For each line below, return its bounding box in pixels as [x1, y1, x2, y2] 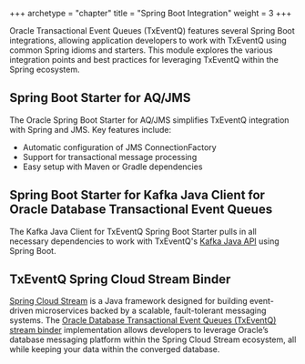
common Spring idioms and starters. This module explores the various [9, 45, 273, 56]
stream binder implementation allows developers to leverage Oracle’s [9, 325, 269, 336]
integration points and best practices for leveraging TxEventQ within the [9, 55, 280, 65]
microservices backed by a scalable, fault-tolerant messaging [35, 305, 267, 317]
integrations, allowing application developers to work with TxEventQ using [9, 35, 287, 45]
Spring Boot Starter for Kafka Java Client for [9, 187, 266, 203]
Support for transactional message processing [22, 151, 198, 162]
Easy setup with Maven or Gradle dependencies [22, 161, 203, 172]
